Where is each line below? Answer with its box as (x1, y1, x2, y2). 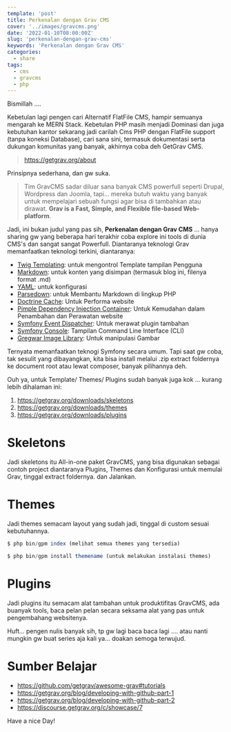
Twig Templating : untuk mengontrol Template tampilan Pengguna (17, 260, 203, 269)
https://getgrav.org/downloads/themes (17, 403, 128, 412)
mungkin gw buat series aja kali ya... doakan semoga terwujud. (7, 634, 186, 642)
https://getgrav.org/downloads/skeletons (17, 396, 134, 405)
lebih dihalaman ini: (7, 383, 62, 391)
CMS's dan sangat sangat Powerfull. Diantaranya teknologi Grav (7, 240, 190, 249)
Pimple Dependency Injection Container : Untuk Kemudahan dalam (17, 305, 205, 313)
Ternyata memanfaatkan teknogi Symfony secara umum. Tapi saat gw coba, (7, 347, 223, 356)
